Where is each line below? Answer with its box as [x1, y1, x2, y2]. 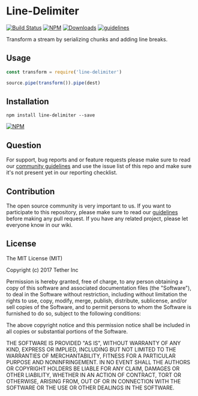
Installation [6, 96, 49, 106]
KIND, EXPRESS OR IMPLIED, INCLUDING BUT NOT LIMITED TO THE [6, 346, 176, 353]
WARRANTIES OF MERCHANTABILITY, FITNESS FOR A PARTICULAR [6, 352, 176, 359]
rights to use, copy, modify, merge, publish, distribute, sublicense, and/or [6, 297, 187, 304]
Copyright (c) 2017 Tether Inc [6, 266, 79, 274]
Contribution [6, 186, 55, 196]
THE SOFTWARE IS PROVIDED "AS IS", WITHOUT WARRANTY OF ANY [6, 339, 181, 346]
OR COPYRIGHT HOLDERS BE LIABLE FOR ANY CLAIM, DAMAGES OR [6, 365, 180, 372]
